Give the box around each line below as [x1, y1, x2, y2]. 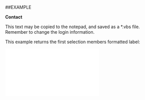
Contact [5, 14, 22, 20]
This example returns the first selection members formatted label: [5, 39, 140, 45]
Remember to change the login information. [5, 29, 95, 35]
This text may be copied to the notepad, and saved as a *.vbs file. [5, 24, 140, 30]
